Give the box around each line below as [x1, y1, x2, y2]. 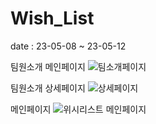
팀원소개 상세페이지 [10, 82, 86, 94]
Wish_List [10, 7, 95, 30]
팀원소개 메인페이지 [10, 60, 86, 72]
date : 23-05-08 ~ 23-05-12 [10, 40, 127, 52]
